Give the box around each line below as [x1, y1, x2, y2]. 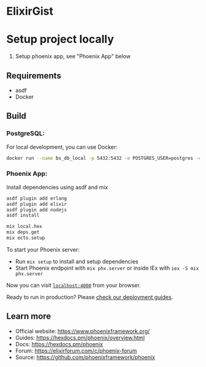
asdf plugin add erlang [6, 195, 67, 202]
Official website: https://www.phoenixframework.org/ [15, 327, 150, 335]
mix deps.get [6, 229, 40, 235]
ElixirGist [6, 4, 53, 18]
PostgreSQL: [6, 129, 45, 138]
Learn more [6, 311, 51, 322]
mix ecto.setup [6, 235, 45, 241]
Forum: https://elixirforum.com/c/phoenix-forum [15, 347, 137, 354]
